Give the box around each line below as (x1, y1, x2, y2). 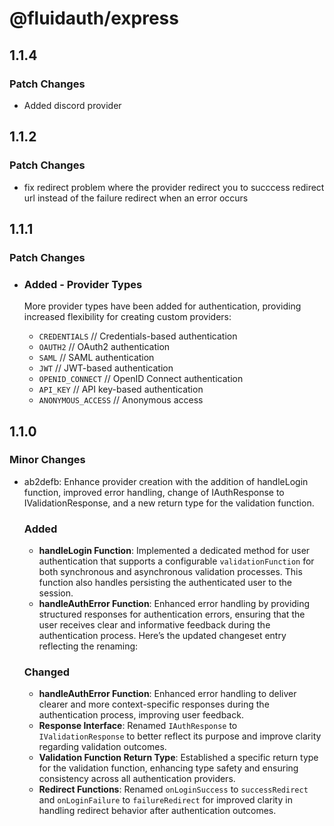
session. (38, 587, 74, 599)
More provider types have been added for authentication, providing (23, 300, 302, 312)
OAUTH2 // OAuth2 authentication (38, 341, 171, 353)
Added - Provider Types (23, 277, 143, 291)
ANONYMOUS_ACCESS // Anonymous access (38, 394, 204, 406)
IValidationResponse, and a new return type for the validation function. (23, 497, 315, 509)
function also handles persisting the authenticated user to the (38, 577, 292, 589)
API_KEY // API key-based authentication (38, 383, 204, 396)
